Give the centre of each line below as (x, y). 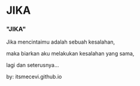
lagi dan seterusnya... (33, 65)
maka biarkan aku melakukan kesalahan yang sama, (70, 54)
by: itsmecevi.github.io (34, 77)
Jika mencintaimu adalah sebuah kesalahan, (61, 42)
